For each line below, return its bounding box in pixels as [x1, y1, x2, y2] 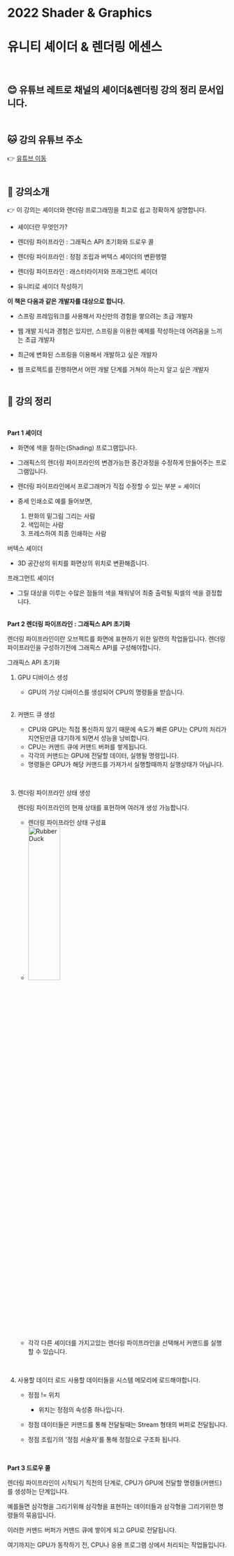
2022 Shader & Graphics [7, 5, 152, 21]
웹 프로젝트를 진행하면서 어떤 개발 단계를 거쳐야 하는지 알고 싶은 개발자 [17, 365, 210, 374]
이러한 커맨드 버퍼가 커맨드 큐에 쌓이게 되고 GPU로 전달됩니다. [7, 1526, 177, 1534]
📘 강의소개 [7, 185, 50, 197]
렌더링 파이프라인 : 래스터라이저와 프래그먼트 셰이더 [17, 267, 158, 276]
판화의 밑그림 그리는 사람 [27, 512, 96, 521]
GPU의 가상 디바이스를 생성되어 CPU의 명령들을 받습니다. [27, 688, 185, 697]
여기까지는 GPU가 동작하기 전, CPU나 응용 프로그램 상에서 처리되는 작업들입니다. [7, 1541, 227, 1549]
